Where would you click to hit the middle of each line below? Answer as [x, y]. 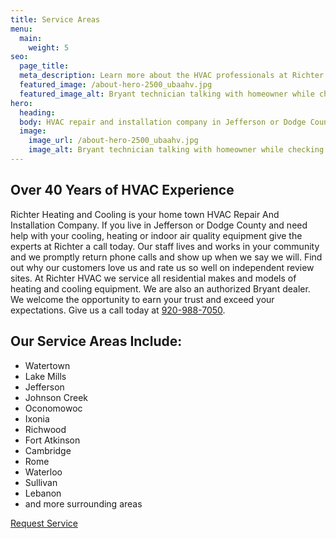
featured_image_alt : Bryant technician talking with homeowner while [167, 94]
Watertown [47, 365]
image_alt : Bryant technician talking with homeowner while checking [176, 150]
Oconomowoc [53, 408]
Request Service [44, 523]
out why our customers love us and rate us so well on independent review [162, 267]
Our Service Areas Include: [96, 341]
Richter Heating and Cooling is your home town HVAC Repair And [145, 214]
